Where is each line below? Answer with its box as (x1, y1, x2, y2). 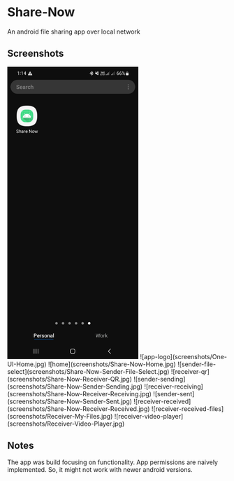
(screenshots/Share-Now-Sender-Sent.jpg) (7, 397, 133, 405)
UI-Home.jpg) (7, 360, 47, 368)
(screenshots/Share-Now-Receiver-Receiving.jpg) (7, 389, 152, 398)
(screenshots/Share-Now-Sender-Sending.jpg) (7, 382, 143, 391)
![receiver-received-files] (151, 404, 224, 413)
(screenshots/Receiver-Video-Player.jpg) (7, 419, 125, 428)
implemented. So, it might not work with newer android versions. (7, 466, 193, 474)
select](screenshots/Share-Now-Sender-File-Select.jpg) (7, 367, 170, 375)
